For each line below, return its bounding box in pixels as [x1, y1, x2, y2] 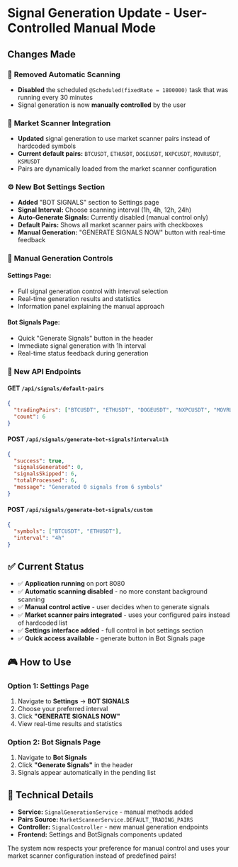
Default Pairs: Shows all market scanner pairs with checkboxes [17, 221, 203, 229]
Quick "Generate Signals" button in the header [17, 334, 154, 342]
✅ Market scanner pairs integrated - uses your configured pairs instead [17, 611, 230, 619]
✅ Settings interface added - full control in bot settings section [17, 626, 203, 635]
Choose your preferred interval [17, 704, 108, 713]
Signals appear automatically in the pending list [17, 769, 156, 777]
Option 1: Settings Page [7, 681, 90, 691]
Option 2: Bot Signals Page [7, 737, 101, 747]
